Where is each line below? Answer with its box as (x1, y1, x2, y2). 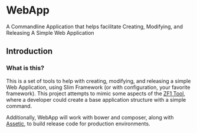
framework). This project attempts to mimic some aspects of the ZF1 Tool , (6, 89, 186, 97)
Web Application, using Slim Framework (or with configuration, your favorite (6, 84, 191, 91)
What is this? (6, 64, 44, 72)
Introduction (6, 46, 53, 56)
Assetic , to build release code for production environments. (6, 120, 150, 127)
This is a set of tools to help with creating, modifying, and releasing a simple (6, 77, 191, 84)
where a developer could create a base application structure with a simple (6, 96, 186, 103)
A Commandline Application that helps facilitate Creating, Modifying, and (6, 23, 183, 30)
